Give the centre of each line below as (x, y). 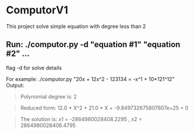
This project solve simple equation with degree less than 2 (76, 26)
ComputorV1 (37, 10)
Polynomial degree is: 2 (48, 96)
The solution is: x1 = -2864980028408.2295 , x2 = (81, 119)
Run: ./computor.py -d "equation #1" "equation (93, 45)
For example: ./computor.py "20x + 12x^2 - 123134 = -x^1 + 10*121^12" (90, 79)
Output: (15, 85)
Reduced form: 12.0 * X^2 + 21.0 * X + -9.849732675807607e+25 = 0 (104, 108)
